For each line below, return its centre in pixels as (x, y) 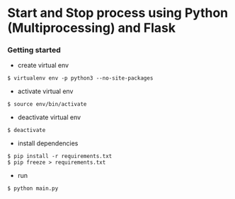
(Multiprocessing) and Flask (92, 28)
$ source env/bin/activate (47, 104)
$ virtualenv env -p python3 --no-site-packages (80, 78)
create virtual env (43, 66)
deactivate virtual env (49, 117)
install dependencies (48, 143)
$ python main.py (33, 188)
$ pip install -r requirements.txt (60, 157)
